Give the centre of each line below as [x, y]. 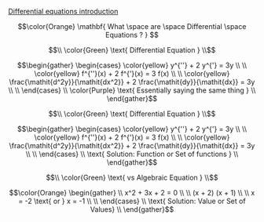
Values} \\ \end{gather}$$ [132, 209]
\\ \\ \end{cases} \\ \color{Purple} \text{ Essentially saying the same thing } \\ [132, 90]
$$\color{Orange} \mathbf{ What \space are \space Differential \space [132, 26]
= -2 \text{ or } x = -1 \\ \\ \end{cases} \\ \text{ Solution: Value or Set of [132, 201]
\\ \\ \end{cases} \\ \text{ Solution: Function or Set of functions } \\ [132, 154]
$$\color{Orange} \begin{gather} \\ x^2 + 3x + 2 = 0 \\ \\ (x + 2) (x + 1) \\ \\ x [132, 193]
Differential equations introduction [63, 11]
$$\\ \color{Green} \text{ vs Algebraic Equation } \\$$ [132, 177]
